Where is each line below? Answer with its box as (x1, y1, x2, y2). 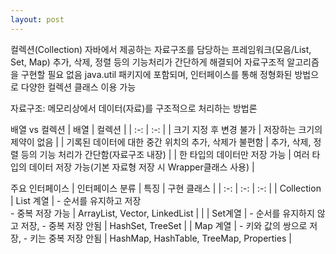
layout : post (10, 14, 65, 25)
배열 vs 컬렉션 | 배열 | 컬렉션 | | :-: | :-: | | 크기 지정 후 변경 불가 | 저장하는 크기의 (10, 123, 323, 135)
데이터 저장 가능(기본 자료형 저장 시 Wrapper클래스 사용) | (28, 161, 255, 173)
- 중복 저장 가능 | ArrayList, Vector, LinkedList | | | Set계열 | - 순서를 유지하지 (10, 207, 315, 219)
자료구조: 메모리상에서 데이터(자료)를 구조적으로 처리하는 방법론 (10, 102, 258, 114)
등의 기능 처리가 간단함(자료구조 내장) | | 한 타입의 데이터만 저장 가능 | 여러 (20, 148, 310, 160)
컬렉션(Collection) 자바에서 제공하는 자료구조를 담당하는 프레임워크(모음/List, (10, 43, 312, 55)
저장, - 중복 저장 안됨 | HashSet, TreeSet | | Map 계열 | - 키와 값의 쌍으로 (20, 219, 308, 231)
